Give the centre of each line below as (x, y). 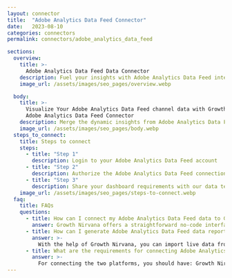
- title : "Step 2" (52, 167)
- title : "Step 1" (52, 154)
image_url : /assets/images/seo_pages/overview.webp (95, 84)
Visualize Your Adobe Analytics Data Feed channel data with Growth (126, 109)
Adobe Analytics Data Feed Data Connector (87, 71)
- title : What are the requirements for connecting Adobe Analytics (126, 251)
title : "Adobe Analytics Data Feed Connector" (77, 20)
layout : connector (33, 13)
